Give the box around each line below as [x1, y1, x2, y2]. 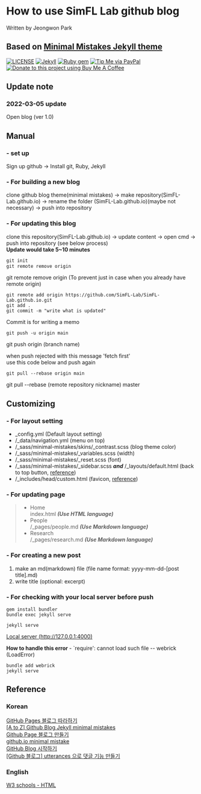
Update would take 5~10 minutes [6, 246, 90, 253]
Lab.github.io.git [6, 297, 52, 303]
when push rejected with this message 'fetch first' [6, 352, 131, 360]
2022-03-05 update [6, 100, 67, 108]
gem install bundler [6, 606, 58, 613]
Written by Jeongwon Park [6, 24, 72, 31]
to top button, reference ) [14, 469, 76, 476]
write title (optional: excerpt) [14, 577, 85, 585]
